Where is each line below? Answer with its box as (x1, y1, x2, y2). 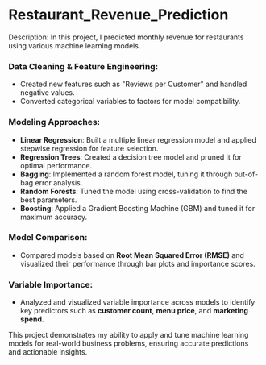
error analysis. (35, 177, 83, 187)
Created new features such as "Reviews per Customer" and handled (19, 79, 247, 89)
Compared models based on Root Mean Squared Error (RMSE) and (19, 250, 244, 259)
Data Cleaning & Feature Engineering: (8, 60, 159, 72)
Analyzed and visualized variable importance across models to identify (19, 297, 256, 307)
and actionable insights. (8, 347, 88, 357)
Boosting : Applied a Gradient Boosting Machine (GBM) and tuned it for (19, 203, 256, 213)
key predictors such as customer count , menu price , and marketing (19, 306, 248, 316)
